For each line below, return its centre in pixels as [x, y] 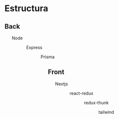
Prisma [48, 57]
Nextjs [62, 84]
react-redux [81, 93]
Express [34, 47]
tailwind [106, 112]
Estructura [26, 8]
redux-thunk [96, 102]
